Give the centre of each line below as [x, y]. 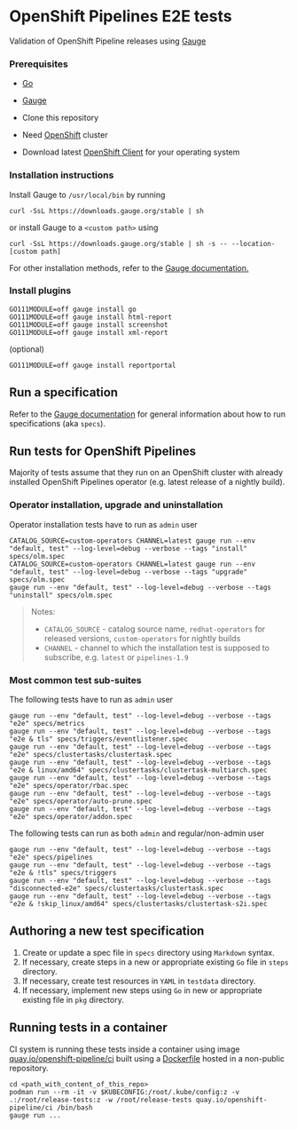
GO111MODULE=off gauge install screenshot [89, 325]
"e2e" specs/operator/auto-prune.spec [81, 801]
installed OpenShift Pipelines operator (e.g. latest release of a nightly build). [147, 482]
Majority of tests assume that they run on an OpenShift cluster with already [146, 473]
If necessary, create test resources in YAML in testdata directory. [139, 981]
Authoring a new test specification [107, 931]
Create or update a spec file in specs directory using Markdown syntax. [148, 952]
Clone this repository [60, 118]
